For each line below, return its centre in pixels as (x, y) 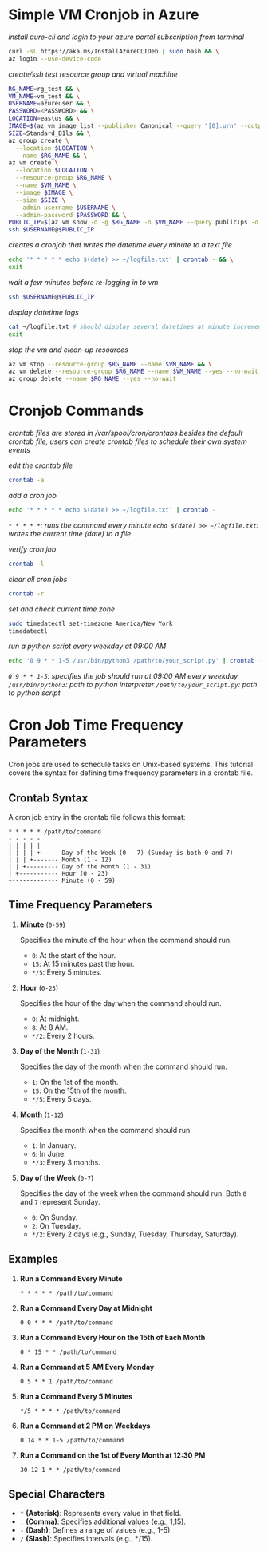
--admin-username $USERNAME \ (65, 208)
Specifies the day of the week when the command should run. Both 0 (133, 1193)
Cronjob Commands (76, 411)
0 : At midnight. (55, 1019)
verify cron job (32, 549)
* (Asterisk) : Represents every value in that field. (100, 1513)
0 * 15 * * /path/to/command (68, 1352)
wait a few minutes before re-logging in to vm (83, 282)
